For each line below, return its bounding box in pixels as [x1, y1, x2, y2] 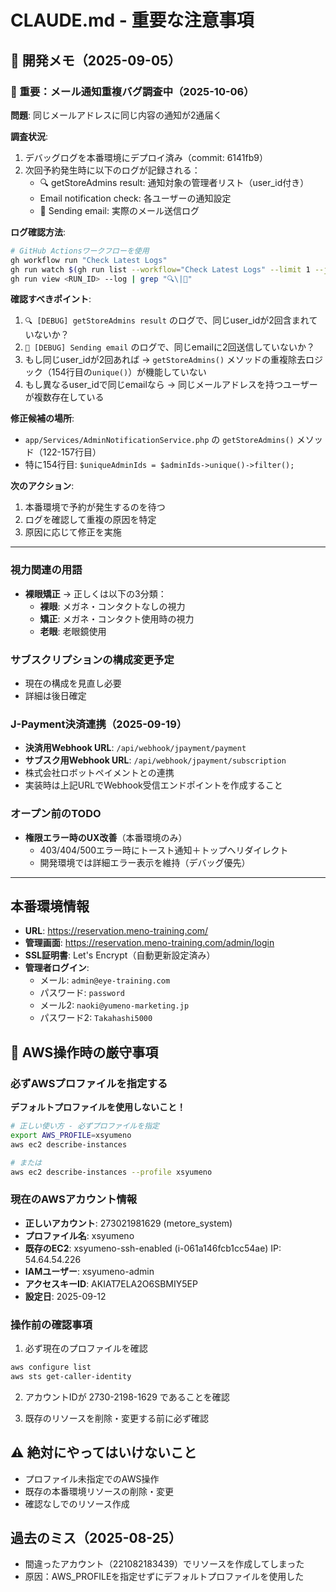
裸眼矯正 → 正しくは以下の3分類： [24, 587, 167, 600]
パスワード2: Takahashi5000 [39, 1012, 153, 1024]
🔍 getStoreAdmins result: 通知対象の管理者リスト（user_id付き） [39, 176, 310, 188]
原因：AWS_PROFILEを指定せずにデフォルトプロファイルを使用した [24, 1571, 305, 1583]
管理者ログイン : [24, 962, 90, 974]
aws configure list [10, 1362, 92, 1373]
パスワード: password [39, 987, 125, 999]
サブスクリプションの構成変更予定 [10, 652, 175, 666]
